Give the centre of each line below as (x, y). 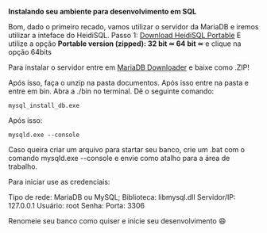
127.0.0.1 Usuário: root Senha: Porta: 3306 (77, 206)
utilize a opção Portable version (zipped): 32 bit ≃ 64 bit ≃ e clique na (125, 44)
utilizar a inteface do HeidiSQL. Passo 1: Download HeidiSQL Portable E (125, 35)
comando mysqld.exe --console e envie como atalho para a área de (119, 158)
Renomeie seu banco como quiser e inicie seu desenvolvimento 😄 (117, 221)
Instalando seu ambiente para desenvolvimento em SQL (103, 11)
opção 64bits (30, 52)
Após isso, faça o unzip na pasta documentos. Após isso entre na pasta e (128, 83)
